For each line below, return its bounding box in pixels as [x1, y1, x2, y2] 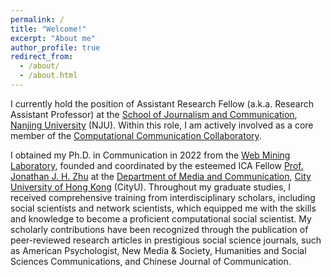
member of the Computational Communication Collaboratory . [10, 129, 262, 141]
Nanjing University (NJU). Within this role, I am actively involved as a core [10, 119, 314, 131]
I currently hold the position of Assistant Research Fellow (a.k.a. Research [10, 97, 315, 110]
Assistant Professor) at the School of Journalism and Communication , [10, 108, 298, 120]
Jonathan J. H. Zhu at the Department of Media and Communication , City [10, 170, 312, 182]
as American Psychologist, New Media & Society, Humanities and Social [10, 244, 307, 256]
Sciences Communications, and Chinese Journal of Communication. [10, 255, 292, 267]
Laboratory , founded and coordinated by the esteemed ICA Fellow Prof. [10, 159, 304, 171]
